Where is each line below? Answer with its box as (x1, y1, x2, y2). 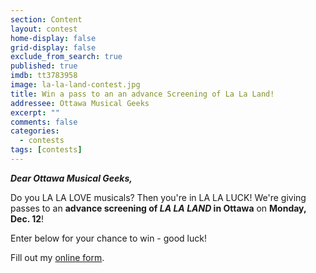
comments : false (10, 117, 78, 127)
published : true (10, 61, 78, 71)
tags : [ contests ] (10, 145, 83, 155)
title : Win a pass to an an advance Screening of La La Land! (10, 89, 275, 99)
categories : (10, 126, 60, 136)
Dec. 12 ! (10, 212, 45, 225)
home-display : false (10, 33, 97, 43)
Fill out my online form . (10, 251, 105, 263)
